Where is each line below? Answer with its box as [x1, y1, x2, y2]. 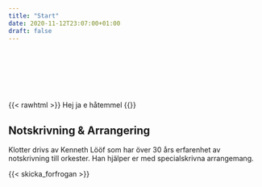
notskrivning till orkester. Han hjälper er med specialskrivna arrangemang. [8, 154, 254, 164]
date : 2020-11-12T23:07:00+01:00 [8, 19, 121, 27]
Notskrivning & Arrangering [8, 123, 151, 137]
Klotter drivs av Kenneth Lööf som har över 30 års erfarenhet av [8, 145, 221, 155]
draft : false [8, 27, 52, 35]
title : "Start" [8, 11, 60, 20]
